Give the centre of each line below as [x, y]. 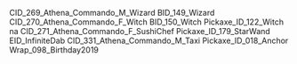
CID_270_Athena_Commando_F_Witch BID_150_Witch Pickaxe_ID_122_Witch [147, 22]
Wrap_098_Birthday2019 [54, 50]
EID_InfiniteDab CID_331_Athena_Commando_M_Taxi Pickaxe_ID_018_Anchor [149, 40]
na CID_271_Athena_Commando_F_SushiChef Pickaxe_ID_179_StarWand [140, 31]
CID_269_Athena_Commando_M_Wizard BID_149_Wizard [112, 13]
